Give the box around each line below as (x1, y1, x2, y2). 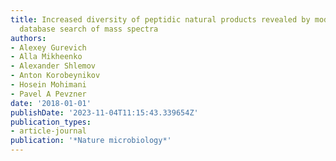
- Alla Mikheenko (10, 52, 83, 62)
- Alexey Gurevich (10, 42, 87, 53)
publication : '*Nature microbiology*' (10, 136, 172, 146)
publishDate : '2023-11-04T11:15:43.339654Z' (10, 107, 199, 118)
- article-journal (10, 126, 87, 136)
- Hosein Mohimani (10, 80, 87, 90)
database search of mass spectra (19, 24, 159, 34)
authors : (10, 33, 47, 43)
